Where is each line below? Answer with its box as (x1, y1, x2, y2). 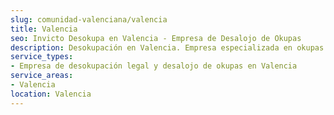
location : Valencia (10, 89, 92, 99)
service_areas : (10, 71, 74, 81)
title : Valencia (10, 24, 78, 34)
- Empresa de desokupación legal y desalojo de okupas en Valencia (10, 61, 298, 71)
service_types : (10, 52, 74, 62)
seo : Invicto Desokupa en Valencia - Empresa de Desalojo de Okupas (10, 33, 302, 43)
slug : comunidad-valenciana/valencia (10, 14, 168, 25)
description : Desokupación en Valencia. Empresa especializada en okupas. (10, 42, 329, 53)
